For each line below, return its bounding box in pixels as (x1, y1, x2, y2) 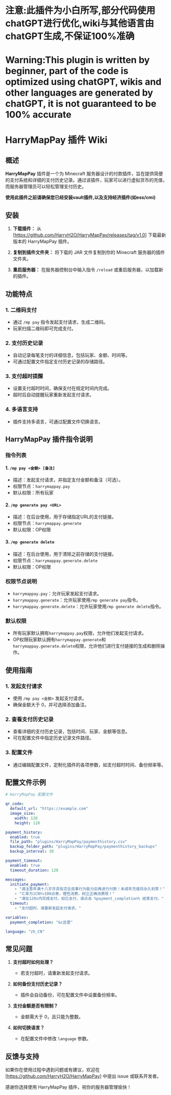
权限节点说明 (5, 578, 37, 585)
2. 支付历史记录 (5, 339, 44, 346)
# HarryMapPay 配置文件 (5, 792, 53, 797)
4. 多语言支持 (5, 406, 39, 413)
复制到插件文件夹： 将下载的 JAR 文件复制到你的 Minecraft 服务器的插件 (12, 249, 165, 255)
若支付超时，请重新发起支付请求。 (20, 970, 93, 976)
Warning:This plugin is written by (5, 54, 150, 66)
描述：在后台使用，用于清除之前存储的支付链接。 (12, 551, 117, 557)
